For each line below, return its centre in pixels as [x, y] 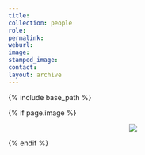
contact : [23, 68]
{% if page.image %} [42, 113]
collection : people [40, 23]
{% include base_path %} [50, 97]
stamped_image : [33, 60]
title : [19, 15]
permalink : [26, 38]
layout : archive [35, 75]
